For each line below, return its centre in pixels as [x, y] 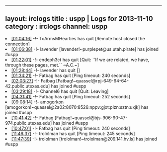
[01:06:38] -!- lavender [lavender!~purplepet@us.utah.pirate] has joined [85, 49]
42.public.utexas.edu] [28, 86]
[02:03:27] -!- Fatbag [33, 80]
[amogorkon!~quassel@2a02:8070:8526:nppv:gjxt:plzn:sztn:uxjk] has [77, 107]
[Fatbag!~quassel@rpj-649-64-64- [92, 80]
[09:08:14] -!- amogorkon [38, 102]
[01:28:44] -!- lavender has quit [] [46, 70]
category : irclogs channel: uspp [56, 27]
